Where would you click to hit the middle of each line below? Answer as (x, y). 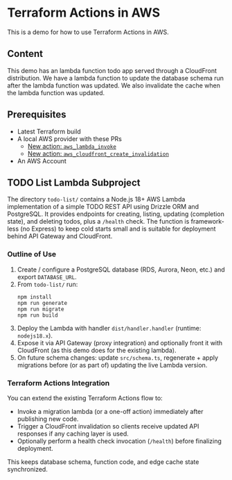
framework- (208, 222)
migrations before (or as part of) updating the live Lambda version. (112, 365)
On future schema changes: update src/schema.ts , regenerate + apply (118, 357)
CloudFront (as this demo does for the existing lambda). (97, 350)
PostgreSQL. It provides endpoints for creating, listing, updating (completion (116, 214)
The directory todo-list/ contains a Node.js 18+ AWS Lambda (96, 199)
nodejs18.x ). (35, 336)
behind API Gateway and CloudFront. (60, 236)
